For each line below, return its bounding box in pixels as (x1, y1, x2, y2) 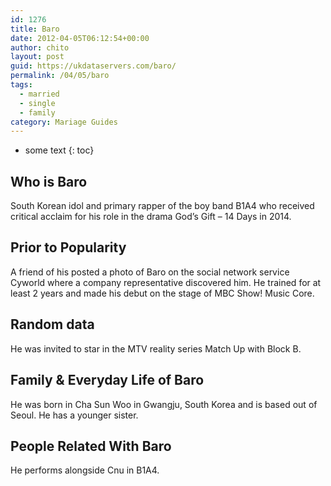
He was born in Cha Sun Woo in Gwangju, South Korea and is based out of (10, 398, 318, 410)
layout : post (10, 52, 65, 62)
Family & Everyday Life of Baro (10, 372, 205, 389)
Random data (10, 316, 95, 333)
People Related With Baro (10, 437, 172, 455)
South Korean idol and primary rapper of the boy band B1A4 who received (10, 200, 315, 212)
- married (19, 89, 60, 99)
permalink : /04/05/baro (10, 71, 110, 81)
